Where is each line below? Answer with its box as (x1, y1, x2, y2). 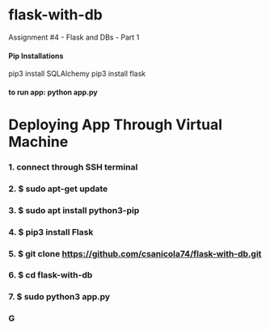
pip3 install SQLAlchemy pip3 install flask (8, 69, 146, 78)
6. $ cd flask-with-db (8, 269, 93, 281)
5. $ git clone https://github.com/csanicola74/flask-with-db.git (8, 248, 262, 259)
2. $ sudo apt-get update (8, 183, 108, 194)
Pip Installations (8, 51, 64, 61)
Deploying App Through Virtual (8, 115, 223, 134)
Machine (8, 132, 69, 151)
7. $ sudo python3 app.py (8, 291, 111, 303)
